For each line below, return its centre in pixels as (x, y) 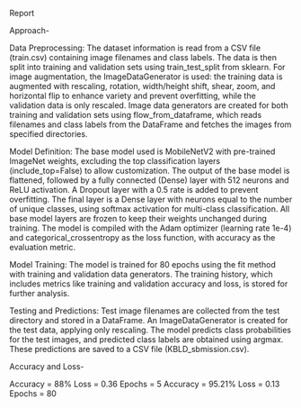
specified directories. (49, 134)
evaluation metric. (43, 247)
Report (22, 13)
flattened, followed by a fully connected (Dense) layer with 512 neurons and (149, 180)
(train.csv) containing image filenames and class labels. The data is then (143, 57)
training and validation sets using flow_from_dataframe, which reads (136, 115)
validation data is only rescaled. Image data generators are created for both (149, 105)
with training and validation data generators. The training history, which (141, 274)
